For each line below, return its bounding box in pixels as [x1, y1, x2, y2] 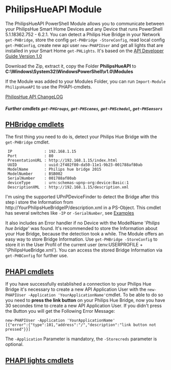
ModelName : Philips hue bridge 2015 [7, 167, 102, 172]
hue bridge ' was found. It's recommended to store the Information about [5, 225, 158, 232]
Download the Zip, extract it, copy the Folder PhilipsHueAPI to [5, 63, 136, 69]
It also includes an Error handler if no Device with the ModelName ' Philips [5, 220, 160, 226]
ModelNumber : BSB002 [7, 171, 63, 177]
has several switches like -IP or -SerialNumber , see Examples [5, 210, 134, 216]
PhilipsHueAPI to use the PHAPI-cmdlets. [5, 83, 92, 90]
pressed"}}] [5, 327, 31, 332]
